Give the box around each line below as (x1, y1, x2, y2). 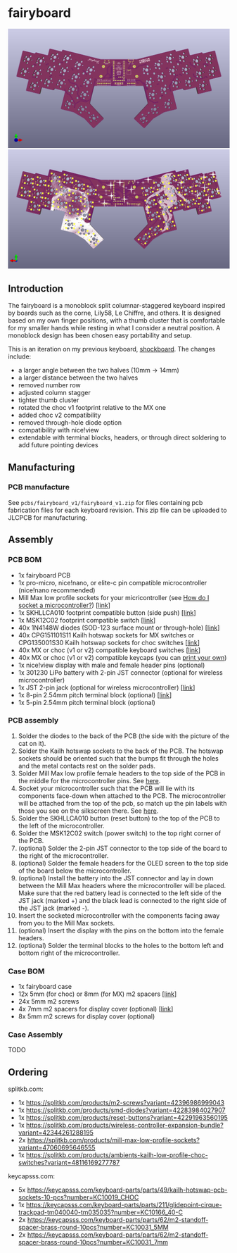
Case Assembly (8, 1030, 63, 1040)
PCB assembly (8, 716, 59, 725)
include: (8, 352, 32, 361)
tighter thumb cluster (18, 396, 79, 404)
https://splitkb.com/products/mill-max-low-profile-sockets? (27, 1136, 200, 1145)
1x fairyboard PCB (18, 571, 71, 579)
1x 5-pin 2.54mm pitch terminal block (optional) (18, 698, 155, 706)
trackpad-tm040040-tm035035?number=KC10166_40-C (18, 1208, 184, 1216)
